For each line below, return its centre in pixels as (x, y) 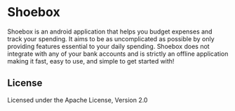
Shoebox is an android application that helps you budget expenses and (110, 31)
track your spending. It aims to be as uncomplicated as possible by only (111, 38)
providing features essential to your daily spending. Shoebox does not (108, 46)
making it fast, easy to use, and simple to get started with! (91, 61)
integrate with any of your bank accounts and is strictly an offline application (118, 54)
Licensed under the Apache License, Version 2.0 (78, 100)
